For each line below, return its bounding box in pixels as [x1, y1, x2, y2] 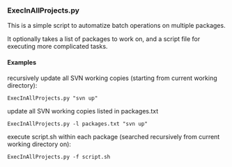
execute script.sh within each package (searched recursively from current [7, 132, 220, 141]
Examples [7, 58, 37, 66]
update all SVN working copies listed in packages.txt [7, 106, 159, 115]
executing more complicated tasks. [7, 42, 108, 51]
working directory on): [7, 140, 72, 148]
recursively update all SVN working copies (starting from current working [7, 74, 217, 82]
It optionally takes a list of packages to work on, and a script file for [7, 35, 201, 43]
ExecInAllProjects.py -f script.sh [7, 153, 111, 160]
